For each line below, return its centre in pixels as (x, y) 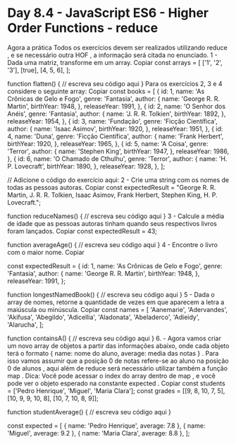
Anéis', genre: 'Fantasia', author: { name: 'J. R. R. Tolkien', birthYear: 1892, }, (117, 114)
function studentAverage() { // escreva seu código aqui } (89, 412)
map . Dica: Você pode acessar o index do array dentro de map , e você (112, 376)
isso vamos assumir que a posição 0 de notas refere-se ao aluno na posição (118, 361)
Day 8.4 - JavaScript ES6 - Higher (108, 13)
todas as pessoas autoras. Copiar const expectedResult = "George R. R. (112, 187)
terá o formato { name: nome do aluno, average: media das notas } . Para (113, 353)
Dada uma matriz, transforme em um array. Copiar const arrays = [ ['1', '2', (115, 62)
